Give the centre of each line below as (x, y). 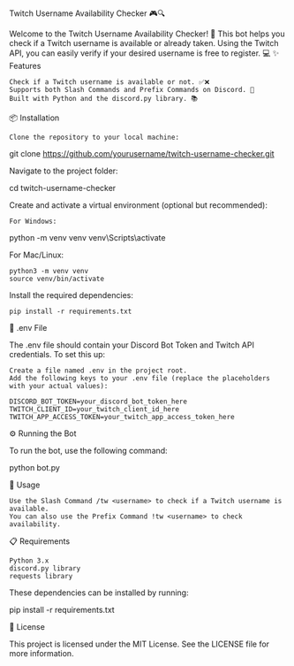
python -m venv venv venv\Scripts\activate (87, 237)
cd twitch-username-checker (63, 188)
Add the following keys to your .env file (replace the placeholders (140, 379)
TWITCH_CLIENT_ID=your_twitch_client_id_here (94, 410)
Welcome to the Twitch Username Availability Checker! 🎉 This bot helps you (147, 34)
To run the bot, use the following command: (88, 451)
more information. (41, 653)
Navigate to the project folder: (64, 171)
